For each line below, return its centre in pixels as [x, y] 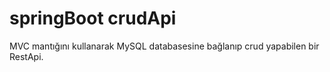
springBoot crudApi [93, 18]
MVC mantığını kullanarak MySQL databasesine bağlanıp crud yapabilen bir [164, 46]
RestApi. [26, 56]
